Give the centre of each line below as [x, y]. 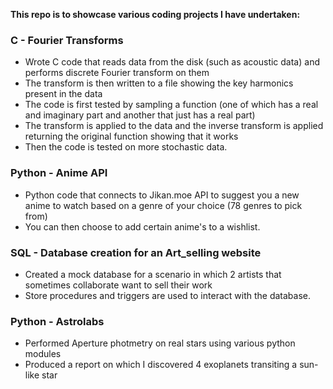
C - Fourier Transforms [67, 40]
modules [43, 354]
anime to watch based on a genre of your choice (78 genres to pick [163, 205]
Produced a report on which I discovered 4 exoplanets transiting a [161, 365]
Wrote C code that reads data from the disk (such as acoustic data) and [172, 62]
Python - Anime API [59, 173]
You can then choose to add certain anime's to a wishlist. [142, 226]
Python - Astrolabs [57, 321]
